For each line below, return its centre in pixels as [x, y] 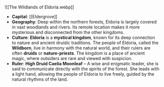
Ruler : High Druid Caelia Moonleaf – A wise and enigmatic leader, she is [85, 64]
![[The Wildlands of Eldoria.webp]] [39, 7]
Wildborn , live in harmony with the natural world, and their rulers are [81, 48]
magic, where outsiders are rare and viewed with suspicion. [72, 58]
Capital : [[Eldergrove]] [34, 16]
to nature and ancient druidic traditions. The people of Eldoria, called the [85, 43]
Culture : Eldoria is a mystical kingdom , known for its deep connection [83, 37]
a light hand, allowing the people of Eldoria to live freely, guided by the [83, 74]
